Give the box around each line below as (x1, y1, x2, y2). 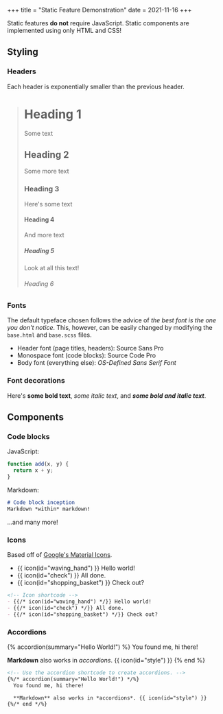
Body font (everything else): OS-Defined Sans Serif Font (16, 359, 176, 367)
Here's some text (23, 200, 73, 208)
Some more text (23, 167, 70, 176)
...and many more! (7, 518, 58, 526)
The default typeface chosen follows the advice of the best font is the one (7, 316, 217, 324)
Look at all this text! (23, 263, 80, 272)
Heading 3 (23, 185, 60, 194)
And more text (23, 230, 64, 239)
